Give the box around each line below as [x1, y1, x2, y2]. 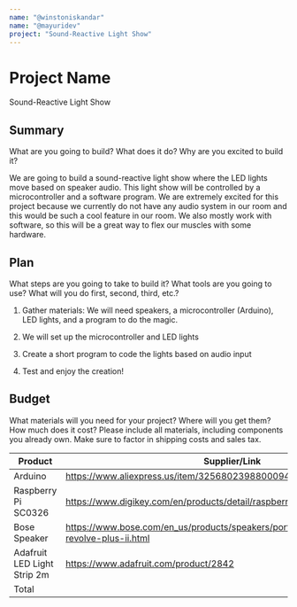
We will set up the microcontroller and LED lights [21, 331, 199, 342]
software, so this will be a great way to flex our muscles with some [9, 220, 252, 230]
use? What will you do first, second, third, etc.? [9, 287, 179, 298]
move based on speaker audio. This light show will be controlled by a [9, 183, 261, 193]
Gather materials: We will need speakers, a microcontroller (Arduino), [21, 305, 274, 315]
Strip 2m [13, 568, 50, 580]
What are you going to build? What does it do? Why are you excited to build [9, 146, 284, 157]
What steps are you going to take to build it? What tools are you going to [9, 278, 272, 289]
